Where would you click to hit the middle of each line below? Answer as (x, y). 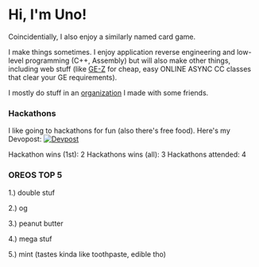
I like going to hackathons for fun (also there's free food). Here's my (119, 131)
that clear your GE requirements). (63, 77)
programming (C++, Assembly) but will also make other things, (128, 60)
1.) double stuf (32, 192)
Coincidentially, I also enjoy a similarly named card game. (102, 37)
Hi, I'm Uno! (48, 15)
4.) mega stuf (30, 238)
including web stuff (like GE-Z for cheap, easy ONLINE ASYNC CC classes (130, 68)
